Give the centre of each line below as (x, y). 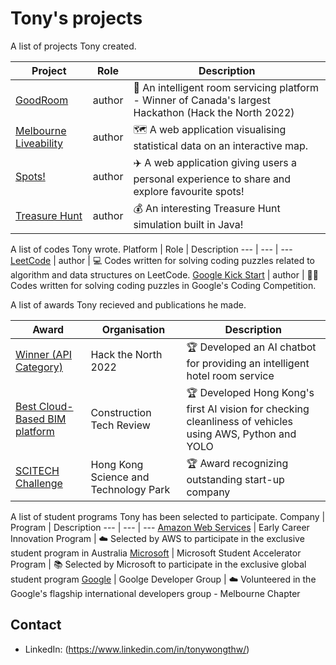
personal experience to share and (212, 179)
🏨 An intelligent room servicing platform (226, 87)
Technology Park (130, 490)
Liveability (39, 144)
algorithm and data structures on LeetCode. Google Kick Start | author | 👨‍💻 (164, 274)
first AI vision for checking (248, 409)
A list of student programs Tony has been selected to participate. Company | (168, 516)
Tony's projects (76, 18)
